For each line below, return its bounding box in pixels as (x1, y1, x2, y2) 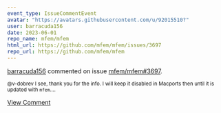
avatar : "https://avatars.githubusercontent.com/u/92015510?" (7, 16, 189, 23)
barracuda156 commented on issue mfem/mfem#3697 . (7, 66, 163, 75)
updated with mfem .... (7, 86, 56, 93)
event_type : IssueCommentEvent (7, 10, 97, 17)
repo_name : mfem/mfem (7, 36, 70, 42)
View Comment (7, 98, 51, 106)
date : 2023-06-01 (7, 29, 57, 36)
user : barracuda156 (7, 23, 63, 29)
